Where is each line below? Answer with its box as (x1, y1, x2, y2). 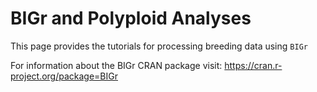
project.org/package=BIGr (10, 70, 118, 82)
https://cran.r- (224, 59, 283, 71)
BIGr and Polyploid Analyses (10, 7, 252, 30)
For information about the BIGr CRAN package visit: (10, 59, 223, 71)
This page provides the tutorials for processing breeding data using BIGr (10, 40, 308, 52)
